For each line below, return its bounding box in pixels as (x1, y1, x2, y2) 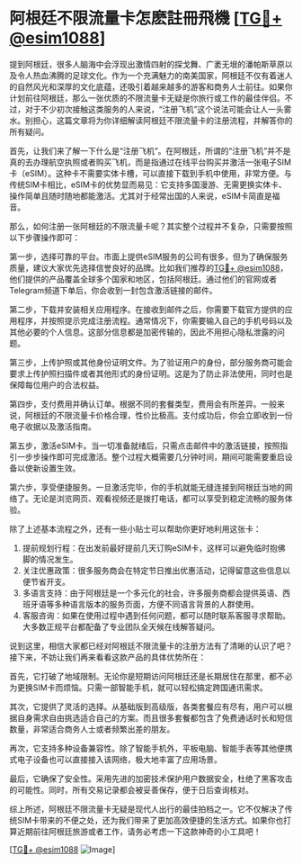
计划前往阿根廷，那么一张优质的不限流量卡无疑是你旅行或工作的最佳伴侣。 (9, 92, 285, 103)
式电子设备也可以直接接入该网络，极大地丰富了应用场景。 (9, 753, 222, 765)
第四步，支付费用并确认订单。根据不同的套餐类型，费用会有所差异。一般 (9, 398, 277, 409)
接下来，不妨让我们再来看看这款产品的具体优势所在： (9, 652, 207, 662)
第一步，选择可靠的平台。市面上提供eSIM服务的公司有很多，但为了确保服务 (9, 251, 289, 262)
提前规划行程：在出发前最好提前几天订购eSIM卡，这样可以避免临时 (22, 542, 271, 553)
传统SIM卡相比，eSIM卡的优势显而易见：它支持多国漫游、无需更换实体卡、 (9, 179, 287, 190)
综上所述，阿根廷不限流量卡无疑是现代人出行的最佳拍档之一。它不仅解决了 (9, 803, 285, 814)
